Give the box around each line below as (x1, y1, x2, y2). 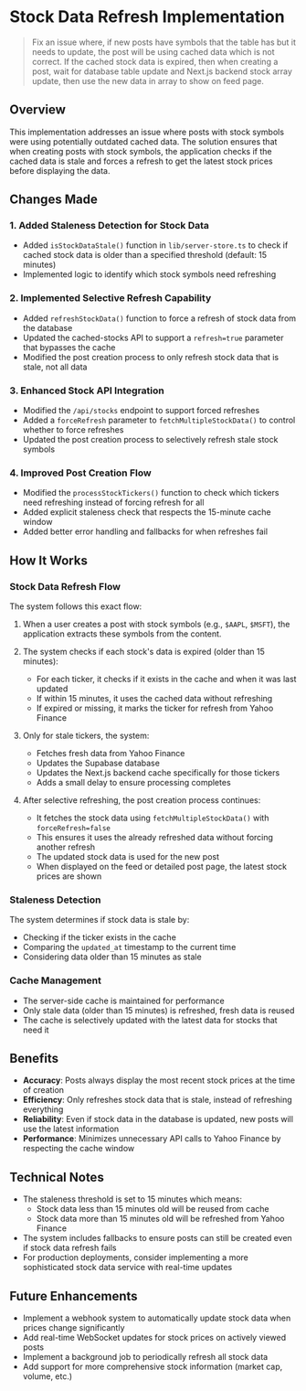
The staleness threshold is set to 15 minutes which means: (22, 1193, 242, 1204)
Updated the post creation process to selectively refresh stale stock (22, 434, 279, 445)
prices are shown (36, 871, 102, 882)
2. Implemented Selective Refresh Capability (9, 292, 212, 305)
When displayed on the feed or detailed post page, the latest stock (36, 861, 288, 872)
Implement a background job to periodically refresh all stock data (22, 1352, 269, 1363)
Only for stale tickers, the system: (22, 730, 150, 742)
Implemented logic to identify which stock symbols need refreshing (22, 269, 277, 280)
